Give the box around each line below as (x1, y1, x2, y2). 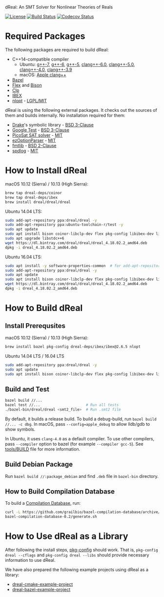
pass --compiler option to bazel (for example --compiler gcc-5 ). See (5, 441, 143, 447)
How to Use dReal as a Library (5, 531, 128, 542)
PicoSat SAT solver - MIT (12, 132, 63, 138)
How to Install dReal (5, 165, 87, 176)
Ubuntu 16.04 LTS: (5, 254, 42, 260)
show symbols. (5, 426, 36, 432)
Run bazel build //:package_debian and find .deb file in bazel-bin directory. (5, 473, 159, 479)
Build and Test (5, 385, 50, 393)
